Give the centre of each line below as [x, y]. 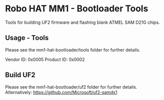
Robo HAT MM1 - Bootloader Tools [77, 9]
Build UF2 [20, 75]
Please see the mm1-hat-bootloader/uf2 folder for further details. [71, 87]
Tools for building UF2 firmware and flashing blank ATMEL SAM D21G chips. [82, 22]
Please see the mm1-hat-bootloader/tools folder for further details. [73, 50]
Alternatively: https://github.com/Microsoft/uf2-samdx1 [61, 92]
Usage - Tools [27, 38]
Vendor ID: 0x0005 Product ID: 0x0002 [45, 59]
